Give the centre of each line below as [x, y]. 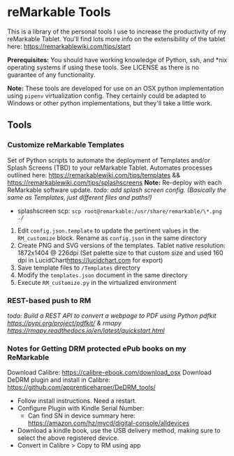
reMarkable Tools [59, 12]
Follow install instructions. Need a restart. [77, 401]
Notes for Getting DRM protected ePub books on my [97, 348]
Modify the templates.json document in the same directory [102, 275]
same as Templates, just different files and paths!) [80, 197]
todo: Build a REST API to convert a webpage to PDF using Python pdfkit [112, 316]
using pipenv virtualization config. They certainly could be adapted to [107, 96]
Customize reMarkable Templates [66, 145]
